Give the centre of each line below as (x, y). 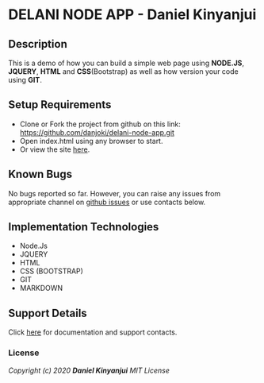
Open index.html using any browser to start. (91, 141)
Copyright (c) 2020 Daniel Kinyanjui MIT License (89, 370)
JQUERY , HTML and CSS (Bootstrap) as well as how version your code (124, 72)
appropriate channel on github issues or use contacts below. (107, 202)
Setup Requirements (60, 105)
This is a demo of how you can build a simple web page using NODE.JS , (126, 63)
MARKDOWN (41, 288)
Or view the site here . (55, 149)
